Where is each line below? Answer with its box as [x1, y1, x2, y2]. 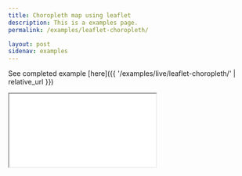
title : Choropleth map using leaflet [8, 11, 132, 20]
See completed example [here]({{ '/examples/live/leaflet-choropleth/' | [8, 69, 237, 78]
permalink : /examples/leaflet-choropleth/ [8, 26, 149, 34]
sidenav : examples [8, 48, 68, 56]
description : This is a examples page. [8, 19, 139, 27]
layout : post [8, 40, 51, 48]
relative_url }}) [8, 77, 54, 87]
